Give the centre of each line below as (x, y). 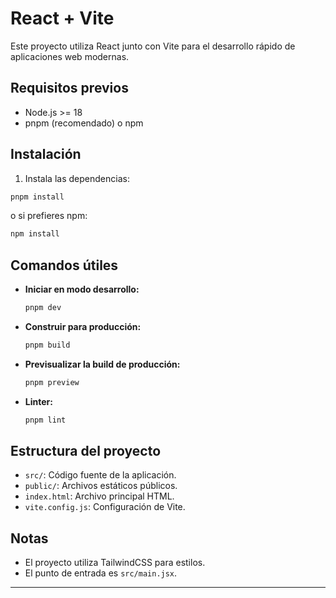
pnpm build (47, 345)
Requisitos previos (69, 88)
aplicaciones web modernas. (70, 56)
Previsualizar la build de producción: (102, 364)
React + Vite (62, 18)
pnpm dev (43, 308)
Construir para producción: (83, 326)
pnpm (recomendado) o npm (84, 123)
